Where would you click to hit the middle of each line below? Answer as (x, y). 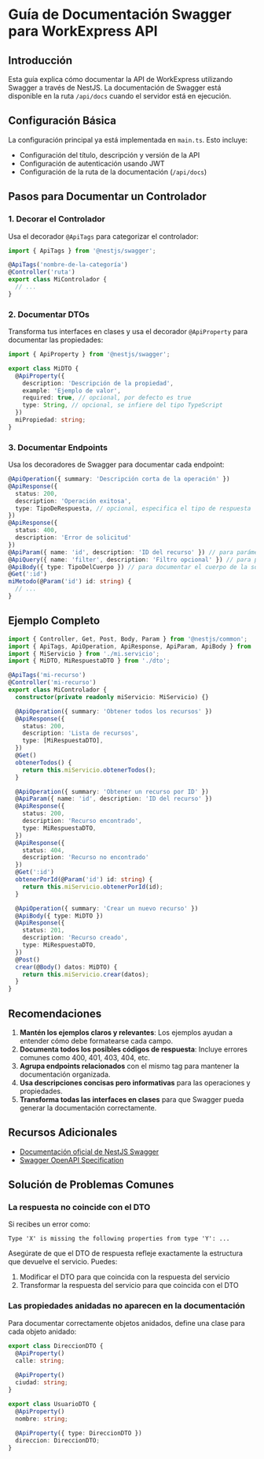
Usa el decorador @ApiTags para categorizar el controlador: (103, 236)
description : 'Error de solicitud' (73, 538)
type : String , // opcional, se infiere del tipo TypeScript (123, 405)
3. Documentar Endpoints (58, 447)
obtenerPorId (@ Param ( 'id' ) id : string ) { (84, 880)
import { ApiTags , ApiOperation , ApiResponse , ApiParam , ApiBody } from (130, 646)
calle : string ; (40, 1360)
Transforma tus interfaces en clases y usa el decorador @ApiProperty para (128, 332)
